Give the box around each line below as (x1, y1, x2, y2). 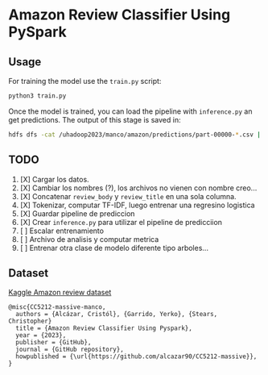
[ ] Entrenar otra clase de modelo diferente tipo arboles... (19, 243, 209, 252)
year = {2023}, (15, 331, 67, 340)
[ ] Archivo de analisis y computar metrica (19, 234, 159, 244)
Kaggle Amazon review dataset (8, 288, 112, 298)
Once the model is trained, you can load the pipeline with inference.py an (8, 106, 253, 116)
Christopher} (8, 317, 52, 326)
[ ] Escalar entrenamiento (19, 226, 105, 235)
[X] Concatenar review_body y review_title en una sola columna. (19, 191, 237, 201)
